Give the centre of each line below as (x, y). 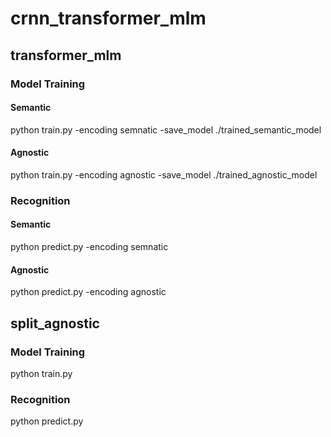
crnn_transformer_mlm (108, 18)
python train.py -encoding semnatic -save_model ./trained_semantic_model (166, 129)
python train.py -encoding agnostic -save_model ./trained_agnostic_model (164, 174)
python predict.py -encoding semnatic (89, 247)
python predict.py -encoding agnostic (88, 292)
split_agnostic (55, 323)
